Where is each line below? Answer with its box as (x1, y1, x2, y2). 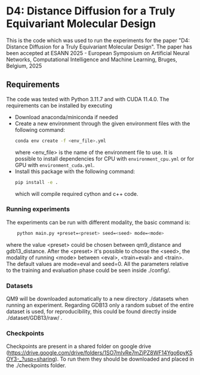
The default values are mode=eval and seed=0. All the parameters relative (6, 260, 189, 267)
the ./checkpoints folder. (6, 362, 67, 369)
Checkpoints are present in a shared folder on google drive (6, 343, 152, 350)
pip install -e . (14, 179, 59, 185)
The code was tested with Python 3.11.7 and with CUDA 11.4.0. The (6, 95, 170, 102)
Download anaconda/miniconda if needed (14, 113, 118, 120)
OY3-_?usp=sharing (6, 355, 56, 363)
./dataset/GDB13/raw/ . (6, 314, 63, 321)
